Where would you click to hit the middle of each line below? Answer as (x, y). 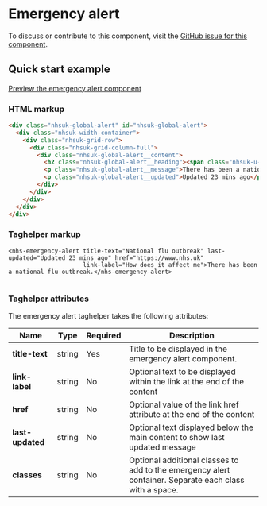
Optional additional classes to (184, 460)
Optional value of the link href (184, 404)
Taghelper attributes (49, 299)
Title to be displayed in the (178, 349)
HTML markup (37, 109)
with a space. (154, 490)
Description (192, 336)
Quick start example (59, 70)
